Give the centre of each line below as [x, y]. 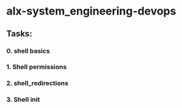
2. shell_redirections [37, 83]
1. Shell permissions [37, 67]
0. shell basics [28, 51]
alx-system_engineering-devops [91, 11]
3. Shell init [23, 100]
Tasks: [19, 34]
